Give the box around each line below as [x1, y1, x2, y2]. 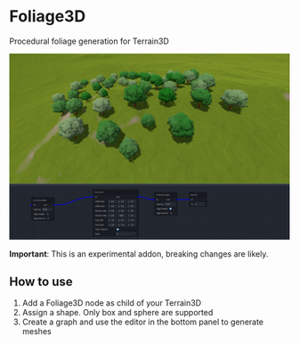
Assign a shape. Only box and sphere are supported [21, 307, 214, 318]
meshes [21, 326, 52, 337]
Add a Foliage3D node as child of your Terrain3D [21, 298, 202, 308]
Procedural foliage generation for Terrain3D [9, 36, 169, 46]
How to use [9, 274, 73, 290]
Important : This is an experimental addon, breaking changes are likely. [9, 248, 269, 259]
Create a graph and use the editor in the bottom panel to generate [21, 316, 264, 327]
